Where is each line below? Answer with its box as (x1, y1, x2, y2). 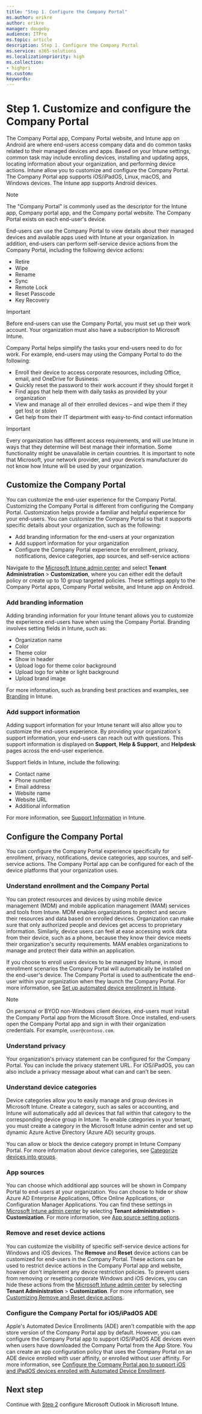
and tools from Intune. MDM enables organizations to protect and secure (6, 908, 186, 915)
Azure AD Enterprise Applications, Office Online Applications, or (6, 1195, 165, 1202)
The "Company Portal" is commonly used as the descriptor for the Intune (6, 203, 188, 210)
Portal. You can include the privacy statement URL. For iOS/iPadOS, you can (6, 1061, 195, 1069)
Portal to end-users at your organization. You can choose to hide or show (6, 1188, 188, 1195)
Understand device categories (6, 1083, 97, 1091)
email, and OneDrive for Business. (14, 375, 100, 382)
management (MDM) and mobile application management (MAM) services (6, 902, 191, 909)
